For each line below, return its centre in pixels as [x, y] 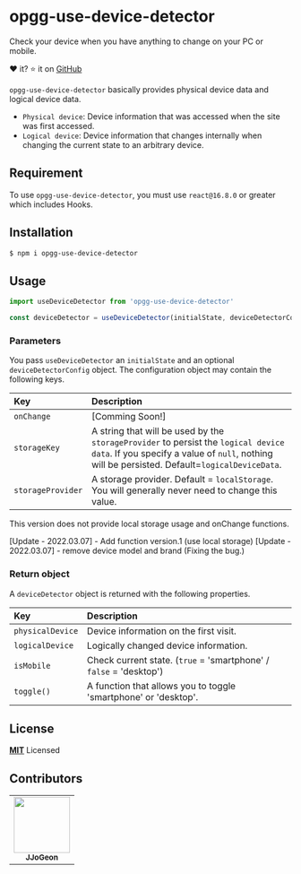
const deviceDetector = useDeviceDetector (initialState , [118, 318]
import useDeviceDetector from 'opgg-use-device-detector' [122, 302]
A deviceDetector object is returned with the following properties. [130, 593]
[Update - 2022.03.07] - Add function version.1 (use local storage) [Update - [150, 541]
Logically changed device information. [167, 645]
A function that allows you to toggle [161, 686]
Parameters [35, 341]
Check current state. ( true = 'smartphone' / [178, 660]
